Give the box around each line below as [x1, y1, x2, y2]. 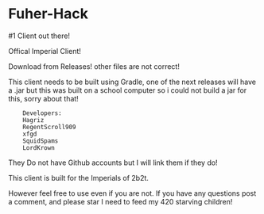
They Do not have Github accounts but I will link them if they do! [8, 158, 218, 167]
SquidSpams [22, 136, 59, 145]
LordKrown [22, 143, 56, 151]
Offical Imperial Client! [8, 46, 82, 55]
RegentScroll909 [22, 123, 77, 131]
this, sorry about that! [8, 94, 80, 103]
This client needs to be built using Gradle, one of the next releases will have [8, 77, 257, 86]
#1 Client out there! [8, 31, 70, 40]
